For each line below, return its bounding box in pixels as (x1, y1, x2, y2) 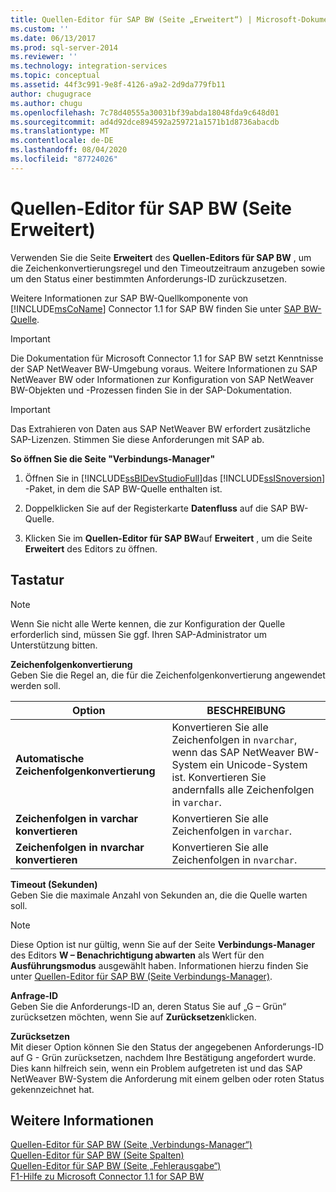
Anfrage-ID (10, 989, 59, 1001)
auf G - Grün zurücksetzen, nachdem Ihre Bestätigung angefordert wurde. (10, 1051, 317, 1063)
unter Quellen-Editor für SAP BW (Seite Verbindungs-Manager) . (10, 970, 273, 982)
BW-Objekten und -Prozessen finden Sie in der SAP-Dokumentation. (10, 384, 293, 396)
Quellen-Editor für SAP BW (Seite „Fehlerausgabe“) (10, 1160, 222, 1172)
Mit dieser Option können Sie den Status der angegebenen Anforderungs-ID (10, 1041, 324, 1053)
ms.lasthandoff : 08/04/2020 (10, 145, 128, 155)
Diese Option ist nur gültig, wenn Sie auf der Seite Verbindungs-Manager (10, 938, 316, 950)
